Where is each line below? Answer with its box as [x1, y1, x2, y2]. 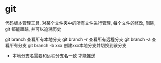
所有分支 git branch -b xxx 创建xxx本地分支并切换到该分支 [9, 42, 127, 48]
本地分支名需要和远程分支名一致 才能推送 [12, 52, 96, 59]
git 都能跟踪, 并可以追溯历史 [5, 26, 61, 32]
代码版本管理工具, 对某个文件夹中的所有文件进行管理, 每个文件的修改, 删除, [5, 20, 156, 26]
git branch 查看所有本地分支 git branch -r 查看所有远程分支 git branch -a [5, 36, 151, 42]
